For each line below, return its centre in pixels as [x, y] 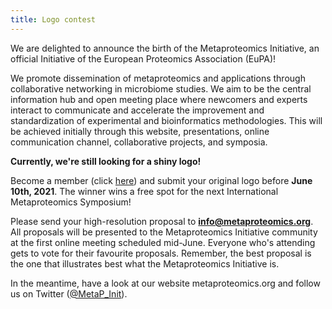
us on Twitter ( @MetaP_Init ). [69, 293]
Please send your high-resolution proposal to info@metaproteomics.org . [162, 221]
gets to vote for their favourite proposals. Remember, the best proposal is [161, 253]
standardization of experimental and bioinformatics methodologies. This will [166, 120]
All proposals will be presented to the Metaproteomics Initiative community [164, 232]
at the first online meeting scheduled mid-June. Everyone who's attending [163, 242]
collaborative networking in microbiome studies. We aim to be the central [161, 88]
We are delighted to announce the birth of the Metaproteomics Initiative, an [165, 48]
